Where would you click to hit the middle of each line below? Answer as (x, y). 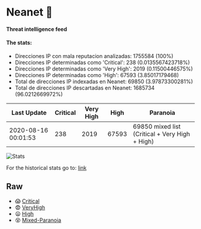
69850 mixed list (157, 126)
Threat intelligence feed (37, 29)
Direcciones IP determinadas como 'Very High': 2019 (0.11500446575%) (104, 69)
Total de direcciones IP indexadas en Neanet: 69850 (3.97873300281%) (104, 81)
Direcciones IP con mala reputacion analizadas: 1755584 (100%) (94, 56)
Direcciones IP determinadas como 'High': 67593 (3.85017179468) (97, 75)
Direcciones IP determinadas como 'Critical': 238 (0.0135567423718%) (102, 62)
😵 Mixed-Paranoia (38, 220)
